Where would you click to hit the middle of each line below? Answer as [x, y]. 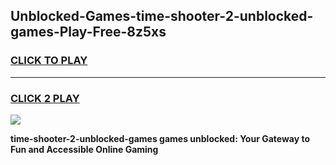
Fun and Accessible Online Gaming [84, 149]
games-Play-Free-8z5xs [88, 32]
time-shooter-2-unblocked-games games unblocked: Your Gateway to [160, 138]
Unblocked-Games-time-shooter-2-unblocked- [162, 16]
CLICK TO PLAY [49, 61]
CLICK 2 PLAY [45, 98]
